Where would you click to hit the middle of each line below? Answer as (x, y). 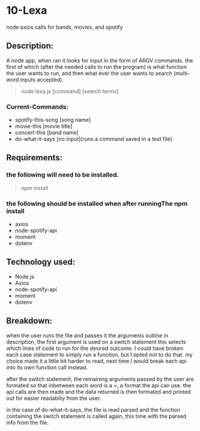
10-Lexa (27, 11)
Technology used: (41, 262)
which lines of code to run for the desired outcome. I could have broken (95, 348)
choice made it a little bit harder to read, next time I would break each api (97, 361)
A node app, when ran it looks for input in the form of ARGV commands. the (100, 60)
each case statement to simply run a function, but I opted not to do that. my (100, 354)
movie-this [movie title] (44, 126)
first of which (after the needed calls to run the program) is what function (97, 67)
